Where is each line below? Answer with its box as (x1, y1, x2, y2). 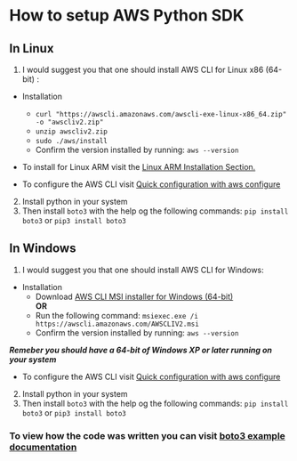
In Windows (9, 241, 76, 256)
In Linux (9, 41, 54, 56)
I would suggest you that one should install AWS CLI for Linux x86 (21, 64, 264, 75)
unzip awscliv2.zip (35, 127, 108, 136)
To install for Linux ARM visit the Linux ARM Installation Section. (21, 162, 256, 172)
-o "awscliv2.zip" (35, 117, 104, 126)
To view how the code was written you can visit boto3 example (9, 429, 286, 441)
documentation (9, 441, 77, 453)
